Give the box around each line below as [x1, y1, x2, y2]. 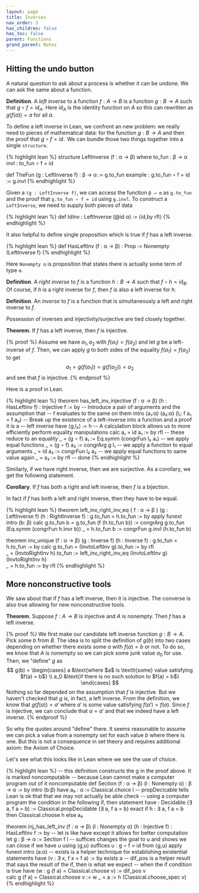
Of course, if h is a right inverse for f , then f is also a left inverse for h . [6, 286, 176, 293]
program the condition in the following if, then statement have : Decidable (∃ [6, 799, 192, 806]
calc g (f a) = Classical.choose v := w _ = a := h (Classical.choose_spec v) [6, 873, 187, 881]
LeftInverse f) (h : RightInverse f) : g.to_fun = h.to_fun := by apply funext [6, 512, 182, 520]
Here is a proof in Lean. [6, 385, 64, 392]
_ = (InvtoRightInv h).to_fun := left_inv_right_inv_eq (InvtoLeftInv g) [6, 549, 168, 556]
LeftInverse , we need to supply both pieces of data [6, 202, 132, 209]
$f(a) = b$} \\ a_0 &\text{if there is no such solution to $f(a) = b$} [20, 673, 179, 680]
